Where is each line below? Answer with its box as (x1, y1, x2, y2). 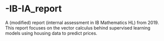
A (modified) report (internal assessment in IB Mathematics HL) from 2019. (5, 19, 159, 25)
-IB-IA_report (5, 3, 62, 14)
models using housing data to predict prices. (5, 30, 98, 36)
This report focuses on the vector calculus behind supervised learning (5, 24, 150, 30)
